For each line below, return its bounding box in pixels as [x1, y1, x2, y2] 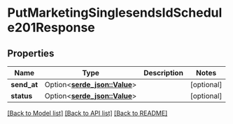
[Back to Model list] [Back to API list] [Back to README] [7, 109, 168, 117]
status [10, 91, 33, 100]
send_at [10, 80, 38, 89]
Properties [7, 47, 55, 59]
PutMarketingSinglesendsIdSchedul [7, 5, 223, 21]
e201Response [7, 20, 96, 36]
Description [143, 68, 184, 77]
